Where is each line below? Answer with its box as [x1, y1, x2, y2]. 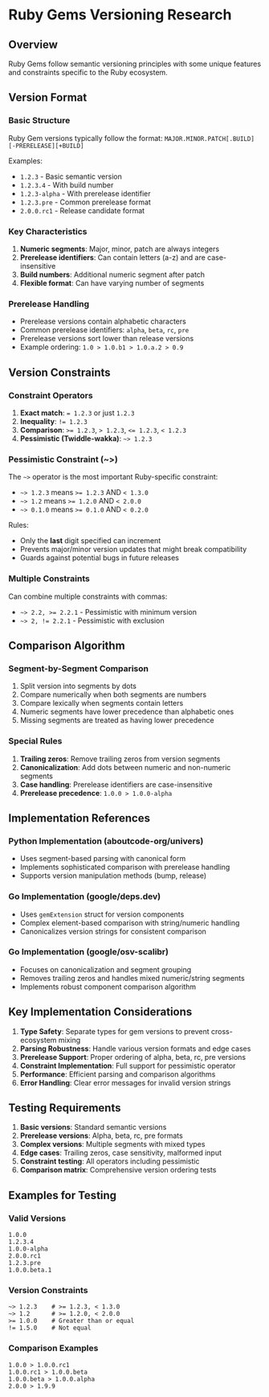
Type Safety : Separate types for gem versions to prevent [19, 1026, 210, 1036]
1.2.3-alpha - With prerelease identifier [19, 188, 151, 198]
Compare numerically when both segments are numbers [19, 690, 207, 699]
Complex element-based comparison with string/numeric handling [19, 917, 240, 927]
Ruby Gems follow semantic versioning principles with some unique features [8, 59, 262, 68]
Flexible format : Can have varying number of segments [19, 278, 205, 287]
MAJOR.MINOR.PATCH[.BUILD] [164, 134, 255, 142]
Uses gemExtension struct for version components [19, 909, 185, 919]
